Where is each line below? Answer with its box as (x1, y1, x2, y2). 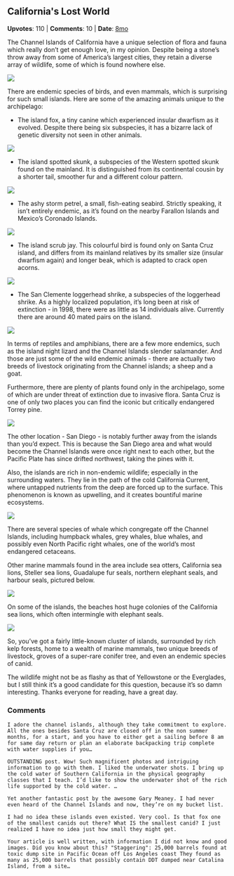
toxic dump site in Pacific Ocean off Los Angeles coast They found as (7, 851, 221, 858)
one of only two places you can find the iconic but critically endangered (7, 397, 215, 406)
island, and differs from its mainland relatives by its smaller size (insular (17, 248, 224, 257)
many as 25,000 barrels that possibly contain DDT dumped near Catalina (7, 857, 224, 864)
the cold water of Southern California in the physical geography (7, 771, 205, 778)
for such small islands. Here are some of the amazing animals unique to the (7, 94, 225, 103)
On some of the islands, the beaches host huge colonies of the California (7, 603, 218, 611)
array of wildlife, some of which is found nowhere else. (7, 60, 166, 69)
